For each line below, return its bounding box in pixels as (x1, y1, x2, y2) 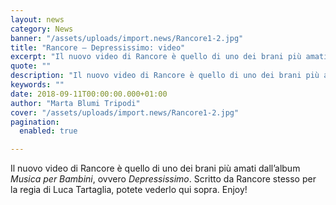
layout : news (10, 14, 65, 25)
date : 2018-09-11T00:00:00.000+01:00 (10, 89, 168, 99)
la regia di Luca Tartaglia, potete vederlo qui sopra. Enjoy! (10, 184, 248, 196)
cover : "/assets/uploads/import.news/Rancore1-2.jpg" (10, 107, 240, 118)
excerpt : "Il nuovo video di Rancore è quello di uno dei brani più (10, 52, 302, 62)
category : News (10, 24, 74, 34)
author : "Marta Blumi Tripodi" (10, 98, 141, 108)
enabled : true (19, 126, 78, 136)
